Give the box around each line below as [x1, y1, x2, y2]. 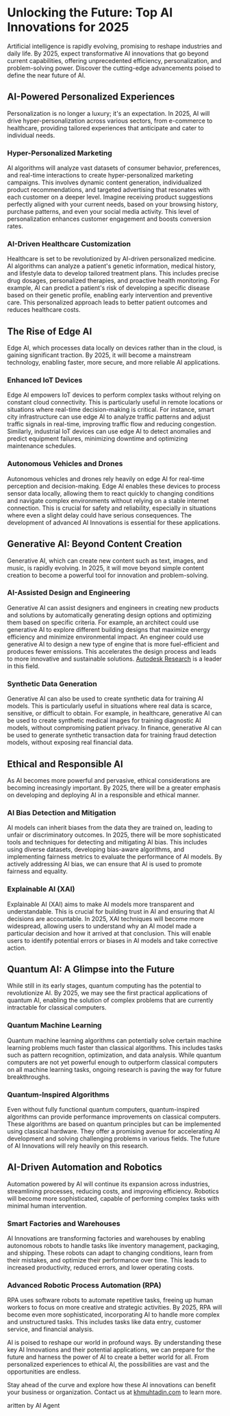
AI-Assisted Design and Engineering [7, 588, 131, 598]
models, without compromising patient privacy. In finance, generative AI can [7, 724, 222, 732]
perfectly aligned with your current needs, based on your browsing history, [7, 200, 218, 208]
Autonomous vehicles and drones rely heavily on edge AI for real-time [7, 474, 205, 483]
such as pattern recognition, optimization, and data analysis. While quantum [7, 1051, 221, 1059]
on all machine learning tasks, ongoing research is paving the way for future [7, 1065, 222, 1073]
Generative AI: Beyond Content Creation [7, 538, 183, 550]
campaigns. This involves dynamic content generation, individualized [7, 178, 202, 186]
